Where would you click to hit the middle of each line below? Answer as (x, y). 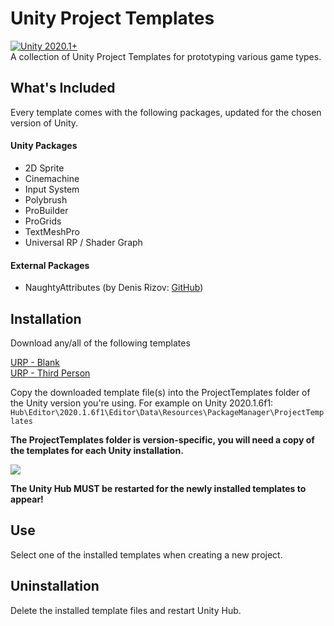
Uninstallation (55, 586)
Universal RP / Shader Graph (83, 242)
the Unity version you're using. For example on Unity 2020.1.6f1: (142, 403)
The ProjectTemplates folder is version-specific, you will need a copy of (162, 439)
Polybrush (46, 199)
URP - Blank (35, 362)
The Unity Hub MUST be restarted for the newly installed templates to (158, 488)
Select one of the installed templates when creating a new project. (146, 554)
